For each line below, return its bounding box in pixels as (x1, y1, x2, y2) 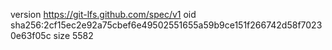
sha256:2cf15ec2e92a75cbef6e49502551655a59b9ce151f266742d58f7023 (10, 19, 323, 31)
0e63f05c (10, 30, 52, 41)
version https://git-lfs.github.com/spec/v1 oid (10, 9, 197, 20)
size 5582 (53, 30, 94, 41)
